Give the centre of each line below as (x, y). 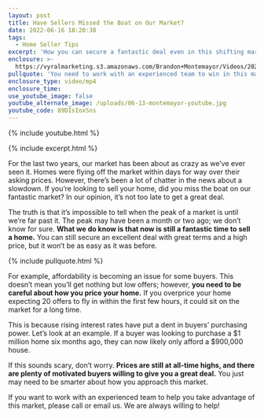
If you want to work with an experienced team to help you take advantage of (132, 397)
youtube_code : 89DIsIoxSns (52, 111)
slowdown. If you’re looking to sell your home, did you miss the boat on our (130, 189)
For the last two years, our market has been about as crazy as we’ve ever (127, 163)
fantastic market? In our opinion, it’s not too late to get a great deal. (117, 197)
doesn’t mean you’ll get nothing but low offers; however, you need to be (125, 285)
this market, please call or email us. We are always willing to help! (114, 405)
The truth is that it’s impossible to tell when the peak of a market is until (123, 212)
